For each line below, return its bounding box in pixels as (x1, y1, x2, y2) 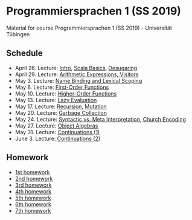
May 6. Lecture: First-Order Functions (14, 83, 109, 91)
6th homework (14, 201, 51, 208)
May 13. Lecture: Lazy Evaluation (14, 96, 97, 103)
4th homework (14, 187, 52, 195)
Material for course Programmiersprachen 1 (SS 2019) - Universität (6, 24, 172, 31)
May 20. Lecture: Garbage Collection (14, 109, 107, 116)
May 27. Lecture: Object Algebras (14, 122, 98, 129)
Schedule (6, 48, 43, 59)
